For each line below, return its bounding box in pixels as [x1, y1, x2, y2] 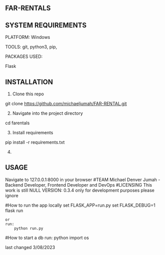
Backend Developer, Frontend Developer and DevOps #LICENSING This [5, 182, 152, 188]
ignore [5, 192, 18, 199]
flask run [5, 207, 23, 214]
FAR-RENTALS [5, 4, 51, 12]
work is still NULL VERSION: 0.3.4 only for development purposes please [5, 187, 155, 193]
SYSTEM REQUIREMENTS [5, 21, 87, 29]
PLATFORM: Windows [5, 34, 50, 40]
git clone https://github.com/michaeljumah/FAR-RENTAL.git [5, 101, 127, 107]
